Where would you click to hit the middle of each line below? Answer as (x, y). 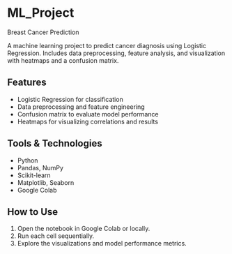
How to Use (33, 212)
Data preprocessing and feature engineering (81, 107)
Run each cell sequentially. (56, 236)
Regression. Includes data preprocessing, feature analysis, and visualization (116, 53)
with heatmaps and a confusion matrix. (63, 60)
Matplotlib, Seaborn (46, 182)
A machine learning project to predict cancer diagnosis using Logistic (107, 45)
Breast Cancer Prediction (43, 32)
